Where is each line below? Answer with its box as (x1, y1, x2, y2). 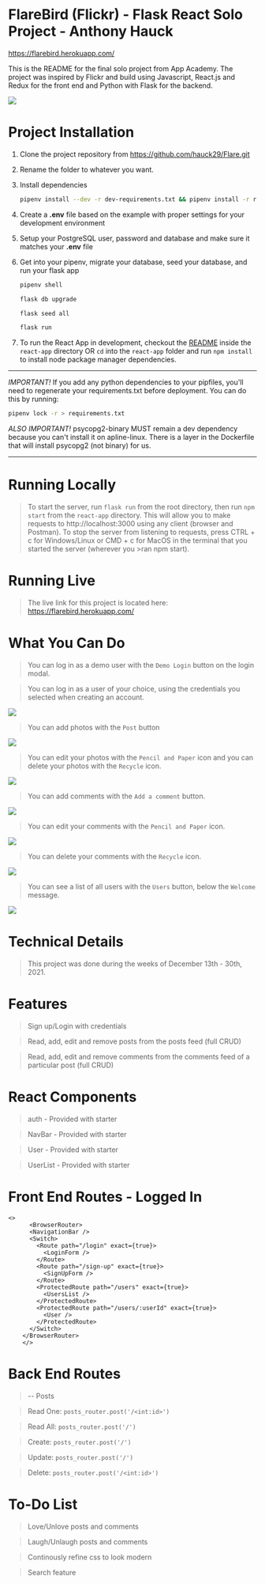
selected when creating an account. (27, 692, 144, 702)
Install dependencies (19, 180, 88, 189)
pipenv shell (19, 281, 63, 289)
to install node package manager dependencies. (19, 354, 177, 365)
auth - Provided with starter (27, 1114, 118, 1124)
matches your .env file (19, 241, 93, 251)
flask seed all (19, 309, 70, 317)
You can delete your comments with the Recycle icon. (27, 851, 202, 861)
